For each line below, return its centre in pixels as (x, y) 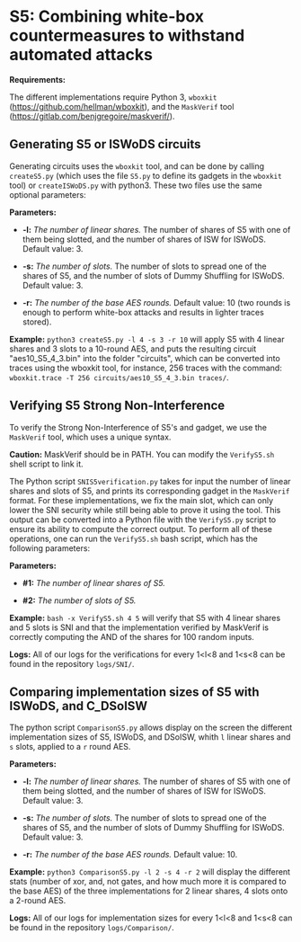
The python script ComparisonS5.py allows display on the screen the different (151, 728)
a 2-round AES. (38, 901)
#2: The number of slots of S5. (79, 600)
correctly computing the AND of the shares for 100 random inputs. (132, 636)
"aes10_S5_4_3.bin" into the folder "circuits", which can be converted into (145, 358)
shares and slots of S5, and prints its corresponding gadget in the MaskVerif (150, 491)
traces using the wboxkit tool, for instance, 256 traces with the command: (146, 368)
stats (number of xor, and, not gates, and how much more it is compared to (148, 882)
